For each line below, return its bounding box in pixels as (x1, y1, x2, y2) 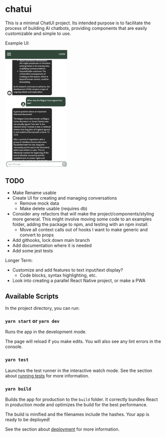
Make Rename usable (12, 190, 56, 196)
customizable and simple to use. (5, 30, 71, 36)
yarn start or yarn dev (5, 318, 60, 324)
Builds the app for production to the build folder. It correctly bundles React (5, 396, 158, 402)
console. (5, 344, 23, 350)
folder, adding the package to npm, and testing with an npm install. (12, 221, 149, 227)
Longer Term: (5, 257, 33, 264)
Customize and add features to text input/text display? (12, 267, 123, 273)
